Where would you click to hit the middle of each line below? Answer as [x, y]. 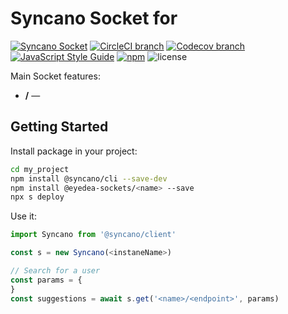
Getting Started [59, 127]
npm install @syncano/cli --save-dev [89, 178]
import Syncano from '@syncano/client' [93, 235]
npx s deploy [37, 197]
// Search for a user [55, 271]
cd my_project [40, 169]
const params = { [46, 280]
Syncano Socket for [94, 18]
